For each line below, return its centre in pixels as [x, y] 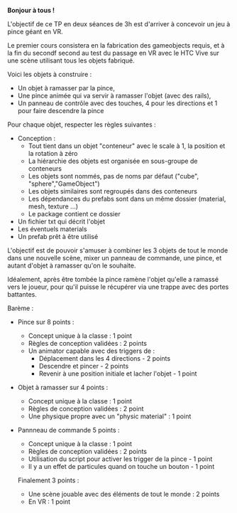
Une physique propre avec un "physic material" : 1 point [110, 416]
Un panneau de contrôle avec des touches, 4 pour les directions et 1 [117, 103]
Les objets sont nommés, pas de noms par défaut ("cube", [114, 176]
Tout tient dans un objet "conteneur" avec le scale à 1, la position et [127, 146]
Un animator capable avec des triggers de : [91, 351]
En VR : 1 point [49, 502]
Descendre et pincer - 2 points [84, 366]
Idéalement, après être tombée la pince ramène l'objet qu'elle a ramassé [113, 279]
